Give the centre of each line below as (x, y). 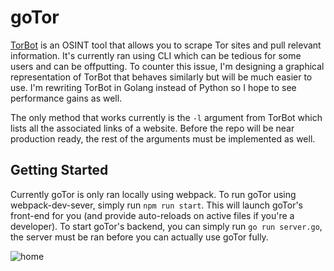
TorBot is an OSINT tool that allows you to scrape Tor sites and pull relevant (166, 45)
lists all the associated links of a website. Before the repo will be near (152, 128)
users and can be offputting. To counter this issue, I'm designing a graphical (167, 66)
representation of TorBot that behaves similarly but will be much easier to (161, 77)
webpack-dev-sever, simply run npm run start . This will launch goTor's (156, 205)
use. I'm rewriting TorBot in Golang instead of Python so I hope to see (153, 87)
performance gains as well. (66, 98)
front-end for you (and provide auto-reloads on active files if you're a (152, 215)
